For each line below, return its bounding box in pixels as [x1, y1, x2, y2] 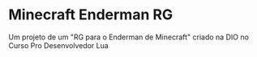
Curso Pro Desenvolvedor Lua [8, 40, 109, 50]
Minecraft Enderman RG [8, 6, 173, 24]
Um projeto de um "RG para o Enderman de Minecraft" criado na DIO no [8, 32, 250, 42]
